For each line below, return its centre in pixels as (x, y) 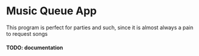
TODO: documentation (35, 47)
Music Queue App (52, 11)
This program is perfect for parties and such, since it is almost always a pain (100, 27)
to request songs (27, 33)
